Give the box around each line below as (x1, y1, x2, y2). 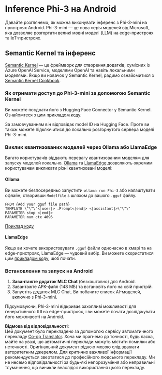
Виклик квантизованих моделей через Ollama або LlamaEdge (5, 143, 157, 150)
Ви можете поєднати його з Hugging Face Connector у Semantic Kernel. (5, 107, 152, 113)
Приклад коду (5, 223, 34, 229)
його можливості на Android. (5, 314, 64, 320)
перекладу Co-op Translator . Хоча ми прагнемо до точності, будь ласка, (5, 334, 154, 339)
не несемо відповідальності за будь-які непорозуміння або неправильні (5, 359, 155, 365)
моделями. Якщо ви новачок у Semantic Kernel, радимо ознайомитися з (5, 72, 154, 78)
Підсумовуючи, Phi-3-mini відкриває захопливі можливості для (5, 304, 136, 309)
